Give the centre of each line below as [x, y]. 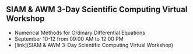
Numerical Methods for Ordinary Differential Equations [80, 33]
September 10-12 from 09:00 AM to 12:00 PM [69, 39]
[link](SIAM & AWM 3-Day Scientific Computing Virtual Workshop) [94, 45]
